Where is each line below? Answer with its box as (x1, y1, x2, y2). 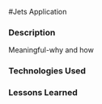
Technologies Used (8, 65, 87, 77)
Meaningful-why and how (8, 45, 95, 55)
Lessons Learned (8, 87, 79, 98)
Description (8, 27, 56, 38)
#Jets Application (8, 7, 67, 16)
